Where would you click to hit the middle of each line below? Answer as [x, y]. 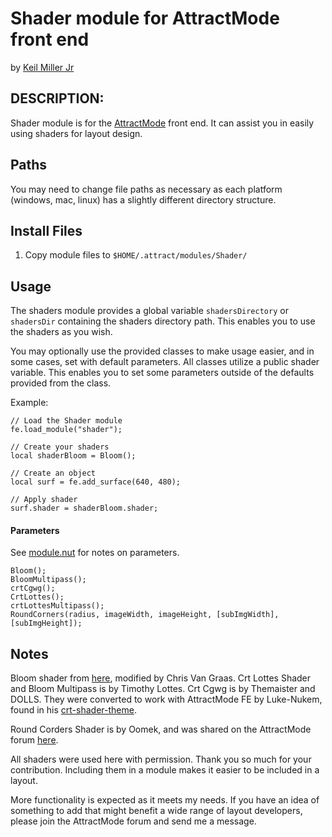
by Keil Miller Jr [42, 67]
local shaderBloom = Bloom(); [73, 456]
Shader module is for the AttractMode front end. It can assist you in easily [162, 123]
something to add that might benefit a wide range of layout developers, [156, 811]
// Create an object [53, 473]
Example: [29, 403]
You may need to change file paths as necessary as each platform [146, 189]
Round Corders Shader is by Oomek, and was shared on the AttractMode [161, 729]
